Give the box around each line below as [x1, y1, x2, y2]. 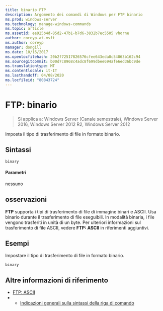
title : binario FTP [5, 7, 46, 13]
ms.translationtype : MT [5, 63, 55, 68]
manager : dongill [5, 45, 42, 50]
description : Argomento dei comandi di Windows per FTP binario [5, 12, 143, 17]
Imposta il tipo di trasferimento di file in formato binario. [5, 131, 121, 137]
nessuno [5, 181, 24, 187]
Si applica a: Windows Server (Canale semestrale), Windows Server [17, 116, 158, 122]
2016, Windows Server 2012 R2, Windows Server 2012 [17, 121, 130, 127]
